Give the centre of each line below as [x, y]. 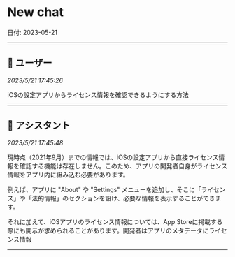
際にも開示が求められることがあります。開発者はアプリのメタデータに [108, 230]
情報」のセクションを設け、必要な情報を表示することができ [129, 198]
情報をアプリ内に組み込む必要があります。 [68, 175]
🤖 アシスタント [39, 125]
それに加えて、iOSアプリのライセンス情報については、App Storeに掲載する [115, 221]
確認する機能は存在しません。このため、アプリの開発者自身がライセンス [123, 166]
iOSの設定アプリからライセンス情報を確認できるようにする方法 [98, 94]
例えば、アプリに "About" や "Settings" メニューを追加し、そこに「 [104, 189]
